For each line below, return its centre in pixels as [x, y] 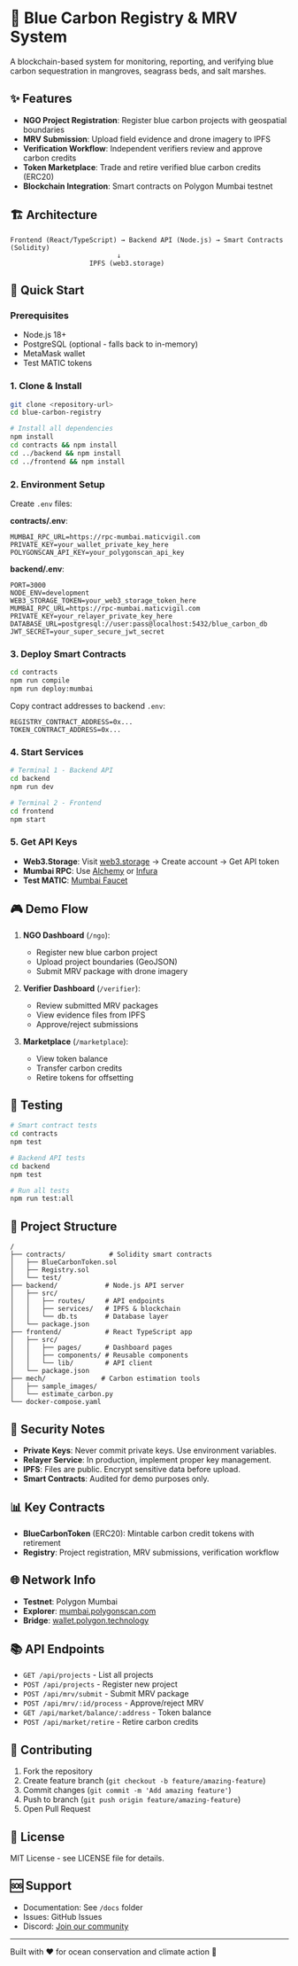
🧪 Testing [37, 1105]
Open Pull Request [57, 1809]
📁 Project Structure [64, 1226]
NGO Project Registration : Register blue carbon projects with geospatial [155, 120]
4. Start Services [47, 752]
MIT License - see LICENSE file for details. [87, 1858]
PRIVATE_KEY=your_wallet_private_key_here [89, 544]
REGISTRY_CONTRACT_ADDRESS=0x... [72, 722]
